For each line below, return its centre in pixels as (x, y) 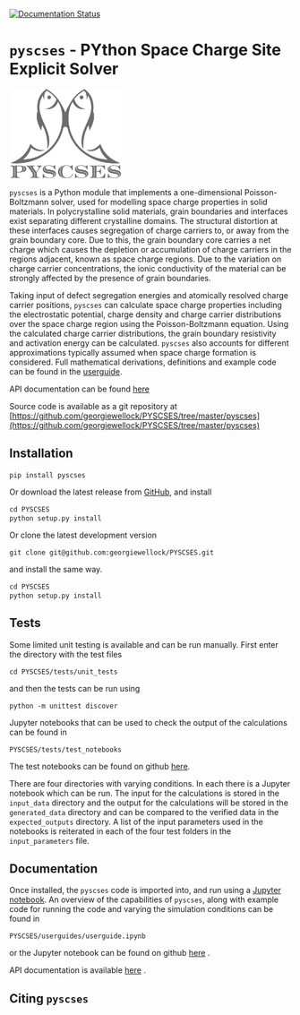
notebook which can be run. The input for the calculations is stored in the (145, 793)
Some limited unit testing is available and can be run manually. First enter (144, 644)
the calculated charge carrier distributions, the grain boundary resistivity (143, 333)
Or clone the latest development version (83, 535)
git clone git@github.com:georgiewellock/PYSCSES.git (112, 552)
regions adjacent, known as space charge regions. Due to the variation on (146, 259)
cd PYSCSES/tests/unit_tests (64, 672)
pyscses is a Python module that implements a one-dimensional (126, 192)
